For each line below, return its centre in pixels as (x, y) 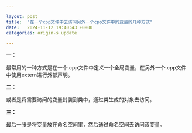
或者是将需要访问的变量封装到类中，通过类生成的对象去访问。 (80, 100)
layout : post (22, 16)
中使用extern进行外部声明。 (40, 75)
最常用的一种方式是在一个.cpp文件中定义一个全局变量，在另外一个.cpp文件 (96, 68)
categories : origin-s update (42, 33)
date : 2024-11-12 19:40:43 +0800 (49, 27)
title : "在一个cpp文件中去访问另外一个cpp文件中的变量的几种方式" (79, 22)
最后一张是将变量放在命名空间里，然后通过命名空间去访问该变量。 (85, 125)
